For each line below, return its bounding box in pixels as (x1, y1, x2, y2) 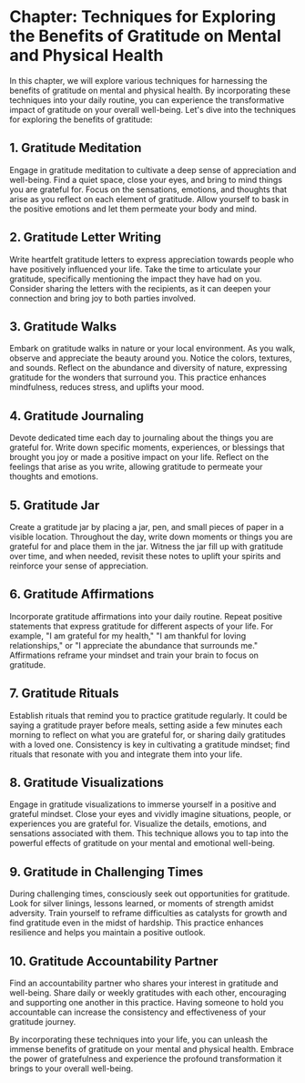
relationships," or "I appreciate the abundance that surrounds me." (9, 639, 259, 650)
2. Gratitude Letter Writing (9, 230, 162, 245)
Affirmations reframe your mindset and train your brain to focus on (9, 649, 259, 660)
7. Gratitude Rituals (9, 686, 119, 701)
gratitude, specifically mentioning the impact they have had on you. (9, 273, 262, 284)
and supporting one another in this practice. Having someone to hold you (9, 997, 284, 1008)
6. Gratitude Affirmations (9, 587, 155, 602)
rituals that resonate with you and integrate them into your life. (9, 749, 243, 760)
